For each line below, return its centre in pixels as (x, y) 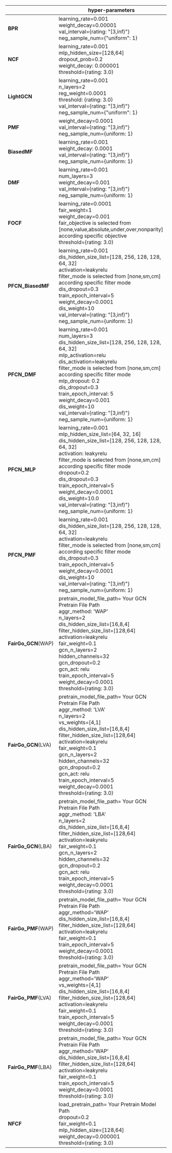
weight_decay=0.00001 (88, 25)
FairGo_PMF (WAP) (31, 928)
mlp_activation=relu (82, 355)
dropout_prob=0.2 (81, 59)
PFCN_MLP (22, 469)
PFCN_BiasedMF (29, 286)
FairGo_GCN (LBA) (30, 846)
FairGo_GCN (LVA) (30, 745)
